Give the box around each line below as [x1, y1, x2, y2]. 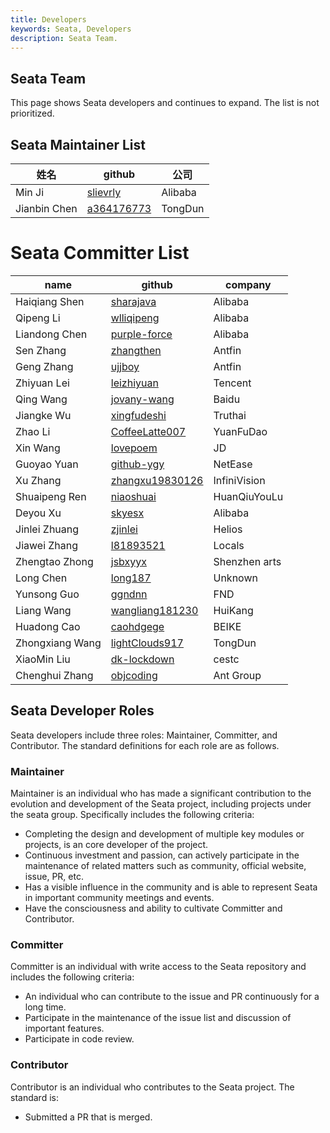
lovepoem [110, 441, 158, 455]
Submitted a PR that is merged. [24, 1111, 153, 1123]
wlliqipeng [110, 311, 160, 325]
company [224, 277, 272, 291]
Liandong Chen [15, 327, 88, 341]
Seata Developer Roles [10, 702, 155, 720]
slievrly [86, 186, 122, 199]
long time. [24, 1001, 67, 1013]
